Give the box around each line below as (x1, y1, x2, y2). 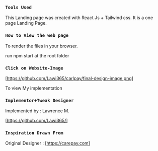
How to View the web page (5, 33, 69, 38)
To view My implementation (5, 85, 62, 91)
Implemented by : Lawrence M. (5, 108, 69, 114)
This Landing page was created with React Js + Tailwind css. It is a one (5, 15, 153, 21)
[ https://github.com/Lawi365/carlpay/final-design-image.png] (5, 75, 133, 81)
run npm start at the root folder (5, 52, 69, 58)
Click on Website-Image (5, 65, 64, 71)
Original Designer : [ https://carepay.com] (5, 140, 91, 146)
